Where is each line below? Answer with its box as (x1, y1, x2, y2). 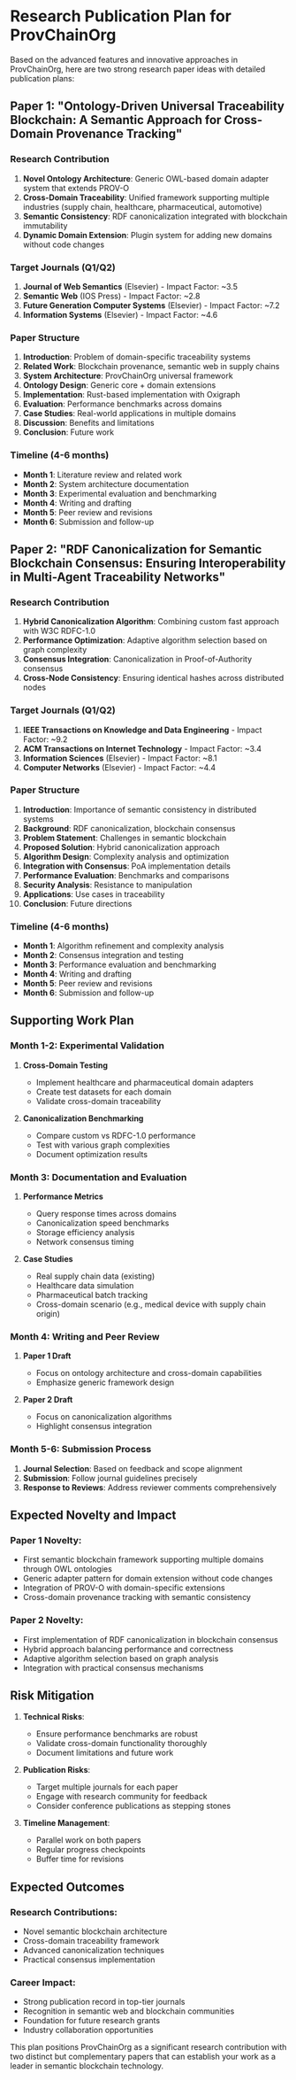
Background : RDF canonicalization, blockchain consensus (22, 823, 236, 833)
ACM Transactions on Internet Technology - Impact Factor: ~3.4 (22, 743, 262, 754)
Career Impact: (10, 1976, 76, 1989)
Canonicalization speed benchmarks (35, 1218, 170, 1228)
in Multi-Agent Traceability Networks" (10, 569, 226, 584)
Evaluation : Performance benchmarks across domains (22, 398, 223, 409)
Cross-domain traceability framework (22, 1936, 160, 1946)
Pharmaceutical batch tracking (35, 1290, 148, 1301)
